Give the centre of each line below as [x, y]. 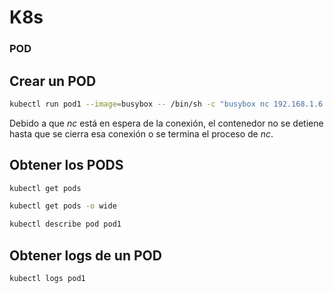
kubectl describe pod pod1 [65, 224]
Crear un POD [53, 81]
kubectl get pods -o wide [63, 206]
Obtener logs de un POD [85, 255]
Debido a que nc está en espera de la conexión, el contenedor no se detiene [166, 123]
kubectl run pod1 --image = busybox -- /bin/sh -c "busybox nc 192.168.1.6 [166, 104]
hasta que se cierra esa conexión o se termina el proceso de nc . [141, 133]
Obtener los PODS [66, 165]
